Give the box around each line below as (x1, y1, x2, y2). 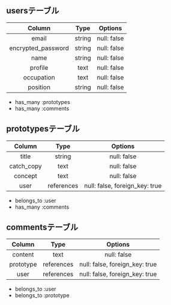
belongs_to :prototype (14, 292, 70, 299)
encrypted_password (9, 44, 69, 52)
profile (29, 63, 49, 72)
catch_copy (9, 162, 42, 170)
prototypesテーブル (6, 124, 80, 134)
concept (14, 171, 38, 180)
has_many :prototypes (14, 98, 70, 105)
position (28, 83, 51, 91)
